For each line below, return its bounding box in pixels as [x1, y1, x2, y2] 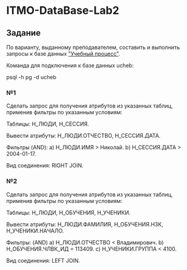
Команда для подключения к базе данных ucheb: [6, 62, 134, 69]
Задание [6, 28, 41, 38]
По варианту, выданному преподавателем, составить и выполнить [6, 43, 180, 51]
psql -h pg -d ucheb [6, 74, 56, 80]
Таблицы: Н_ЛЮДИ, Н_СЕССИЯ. [6, 120, 90, 127]
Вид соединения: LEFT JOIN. [6, 257, 80, 264]
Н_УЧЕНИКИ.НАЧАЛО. [6, 227, 64, 234]
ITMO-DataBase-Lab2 [6, 4, 120, 18]
